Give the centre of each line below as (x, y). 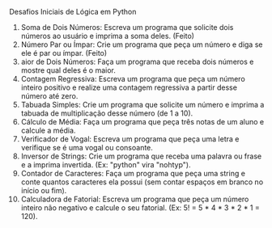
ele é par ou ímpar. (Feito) (64, 53)
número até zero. (49, 96)
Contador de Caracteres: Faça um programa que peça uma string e (133, 173)
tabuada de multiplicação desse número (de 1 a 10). (107, 113)
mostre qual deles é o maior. (68, 70)
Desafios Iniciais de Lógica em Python (73, 12)
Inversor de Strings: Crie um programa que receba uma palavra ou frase (141, 156)
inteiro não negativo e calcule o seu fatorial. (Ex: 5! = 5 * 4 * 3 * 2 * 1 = (140, 208)
